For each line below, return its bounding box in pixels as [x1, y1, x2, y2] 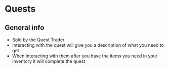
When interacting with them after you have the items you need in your [12, 53, 158, 59]
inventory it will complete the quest [12, 58, 86, 64]
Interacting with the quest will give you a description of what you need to [12, 42, 164, 48]
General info [5, 23, 45, 32]
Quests [5, 3, 36, 15]
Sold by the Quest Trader [12, 37, 65, 43]
